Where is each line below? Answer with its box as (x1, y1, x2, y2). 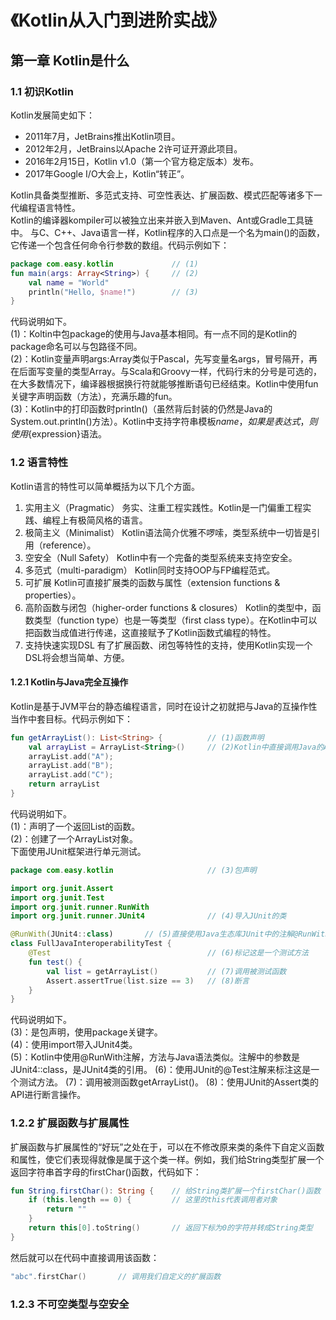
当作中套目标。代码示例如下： (10, 712, 133, 725)
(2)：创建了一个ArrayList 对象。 (10, 832, 139, 845)
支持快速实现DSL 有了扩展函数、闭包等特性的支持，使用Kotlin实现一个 (24, 639, 313, 651)
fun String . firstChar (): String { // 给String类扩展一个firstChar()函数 (10, 1186, 322, 1196)
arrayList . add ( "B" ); (28, 761, 114, 771)
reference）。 (42, 539, 97, 551)
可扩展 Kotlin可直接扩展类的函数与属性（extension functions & (24, 576, 281, 588)
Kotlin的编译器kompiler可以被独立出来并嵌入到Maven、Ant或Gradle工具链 (10, 214, 314, 226)
